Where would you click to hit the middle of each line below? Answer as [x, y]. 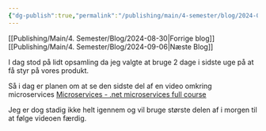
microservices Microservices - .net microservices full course [108, 94]
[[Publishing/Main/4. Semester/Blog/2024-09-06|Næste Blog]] [111, 46]
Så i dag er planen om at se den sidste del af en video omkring [110, 86]
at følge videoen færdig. [47, 118]
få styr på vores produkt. [49, 70]
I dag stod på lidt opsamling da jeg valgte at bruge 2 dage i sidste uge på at [131, 62]
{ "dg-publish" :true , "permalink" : [63, 15]
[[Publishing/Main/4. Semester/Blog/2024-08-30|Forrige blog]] [112, 38]
